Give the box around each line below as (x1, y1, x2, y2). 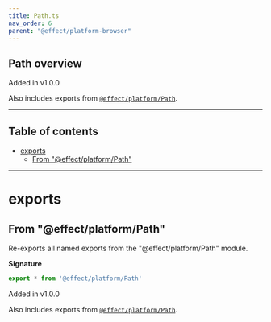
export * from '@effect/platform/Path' (8, 275, 143, 283)
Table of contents (8, 124, 98, 138)
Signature (8, 259, 43, 268)
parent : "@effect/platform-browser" (8, 27, 131, 35)
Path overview (8, 56, 82, 70)
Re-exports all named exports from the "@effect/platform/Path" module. (8, 243, 248, 253)
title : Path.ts (8, 11, 60, 20)
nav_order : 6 (8, 19, 52, 27)
